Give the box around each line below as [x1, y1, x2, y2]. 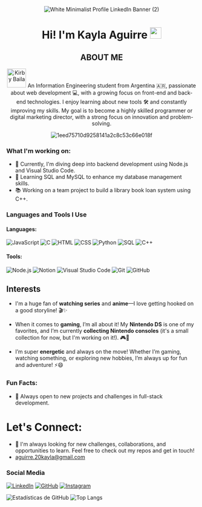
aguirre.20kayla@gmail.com [15, 453, 86, 460]
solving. [91, 120, 112, 127]
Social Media [6, 468, 45, 477]
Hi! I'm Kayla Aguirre [41, 28, 148, 42]
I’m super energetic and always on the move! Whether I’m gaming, [15, 348, 181, 355]
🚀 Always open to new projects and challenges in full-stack [15, 392, 163, 400]
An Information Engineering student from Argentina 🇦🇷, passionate [27, 82, 197, 89]
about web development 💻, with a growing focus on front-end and [10, 89, 177, 96]
